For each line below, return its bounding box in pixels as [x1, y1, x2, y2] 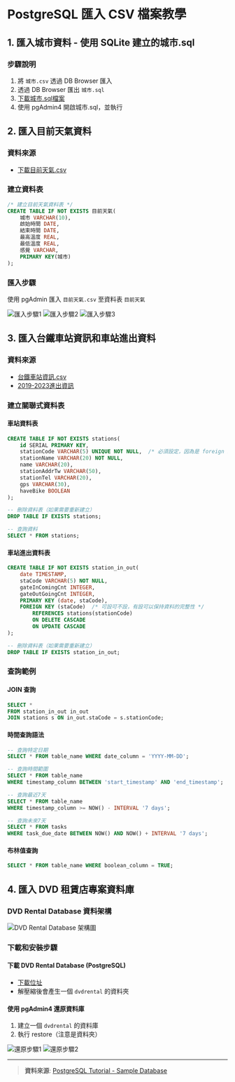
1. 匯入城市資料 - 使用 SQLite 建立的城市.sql [7, 36, 195, 48]
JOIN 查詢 [7, 686, 36, 694]
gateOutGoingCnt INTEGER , [20, 590, 96, 597]
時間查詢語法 [7, 730, 44, 739]
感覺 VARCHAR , [20, 246, 59, 253]
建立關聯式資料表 [7, 401, 65, 410]
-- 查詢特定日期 [7, 747, 48, 754]
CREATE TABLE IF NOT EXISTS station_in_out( [7, 564, 139, 572]
